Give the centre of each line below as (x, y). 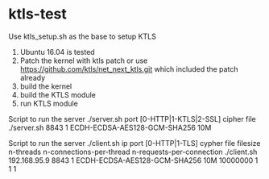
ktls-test (37, 14)
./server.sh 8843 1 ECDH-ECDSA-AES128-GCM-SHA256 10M (110, 127)
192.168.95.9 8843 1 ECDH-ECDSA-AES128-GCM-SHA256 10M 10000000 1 (133, 160)
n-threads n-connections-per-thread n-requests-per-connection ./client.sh (133, 152)
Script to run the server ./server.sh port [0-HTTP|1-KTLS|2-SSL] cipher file (132, 119)
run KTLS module (49, 103)
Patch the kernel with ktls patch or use (84, 60)
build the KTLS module (58, 94)
